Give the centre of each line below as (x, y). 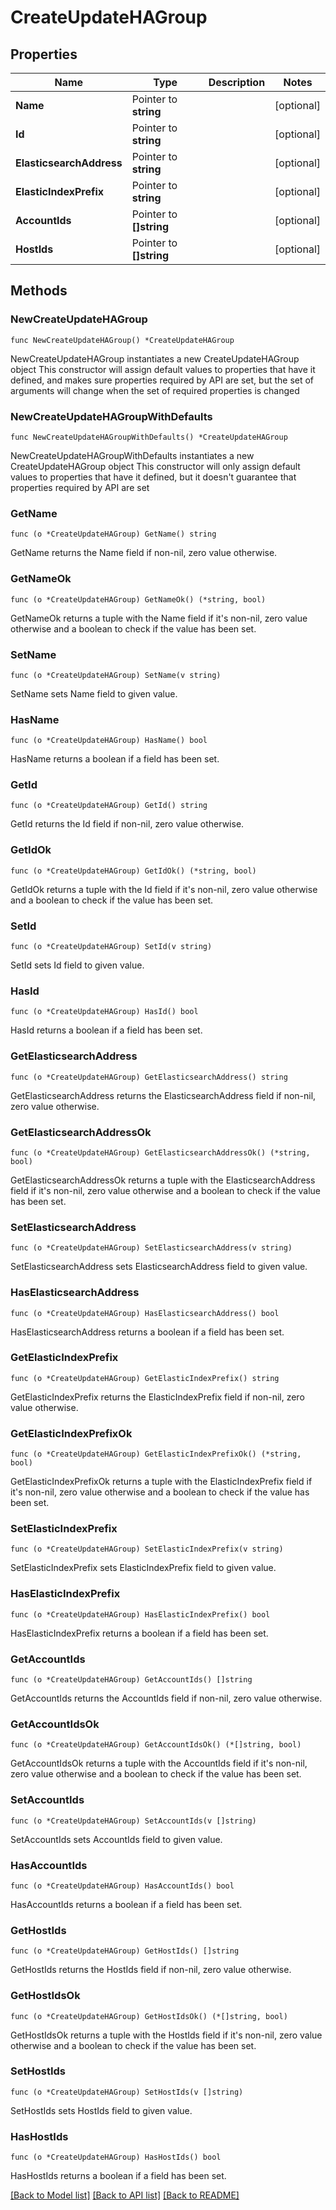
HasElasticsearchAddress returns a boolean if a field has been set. (147, 1332)
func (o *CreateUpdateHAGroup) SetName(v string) (116, 675)
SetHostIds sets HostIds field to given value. (101, 2110)
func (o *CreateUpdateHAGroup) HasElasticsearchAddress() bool (145, 1313)
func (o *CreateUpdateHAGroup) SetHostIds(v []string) (127, 2092)
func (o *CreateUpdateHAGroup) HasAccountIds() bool (122, 1886)
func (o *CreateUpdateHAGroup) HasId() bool (104, 1012)
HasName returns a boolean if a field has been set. (115, 759)
